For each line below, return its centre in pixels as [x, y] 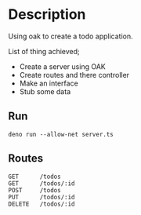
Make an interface [49, 83]
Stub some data [45, 91]
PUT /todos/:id [42, 197]
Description [47, 15]
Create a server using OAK [62, 66]
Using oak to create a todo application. [70, 36]
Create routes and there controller [74, 75]
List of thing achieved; [44, 51]
